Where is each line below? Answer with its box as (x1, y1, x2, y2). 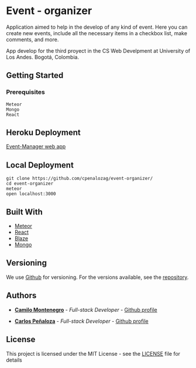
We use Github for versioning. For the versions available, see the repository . (6, 274, 189, 281)
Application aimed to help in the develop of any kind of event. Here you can (6, 23, 188, 30)
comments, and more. (6, 36, 59, 43)
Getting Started (6, 70, 64, 80)
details (6, 356, 22, 363)
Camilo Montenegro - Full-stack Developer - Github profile (14, 306, 157, 313)
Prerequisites (6, 88, 45, 96)
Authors (6, 291, 37, 301)
